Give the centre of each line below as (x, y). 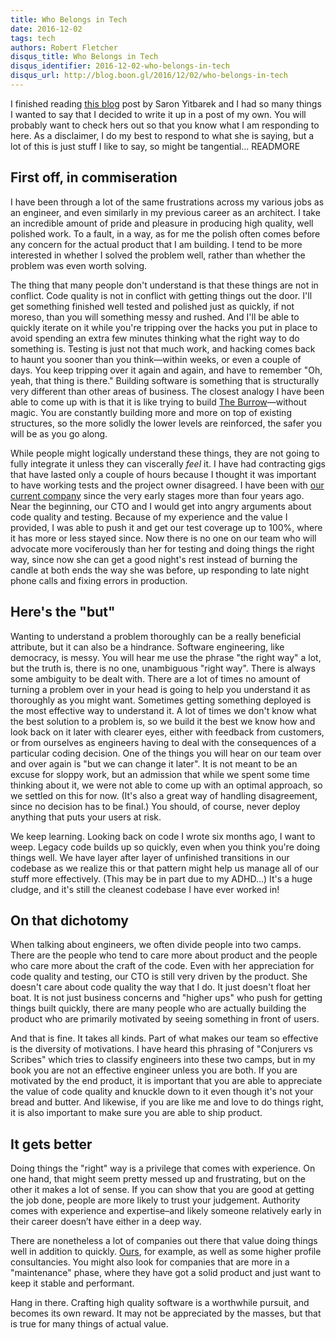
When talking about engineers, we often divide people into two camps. (156, 945)
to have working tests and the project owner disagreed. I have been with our (167, 485)
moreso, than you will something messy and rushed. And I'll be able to (155, 317)
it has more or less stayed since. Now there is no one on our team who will (163, 538)
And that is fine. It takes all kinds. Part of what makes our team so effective (164, 1038)
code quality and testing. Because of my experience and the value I (149, 517)
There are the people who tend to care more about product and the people (164, 955)
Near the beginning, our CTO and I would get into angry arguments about (161, 506)
